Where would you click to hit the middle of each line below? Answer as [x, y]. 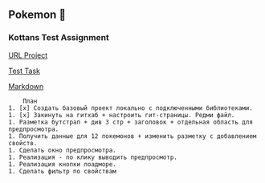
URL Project [28, 55]
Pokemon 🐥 [37, 15]
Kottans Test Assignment [59, 38]
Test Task [24, 71]
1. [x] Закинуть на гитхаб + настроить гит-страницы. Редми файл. [122, 115]
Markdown [26, 86]
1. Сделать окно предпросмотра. [62, 150]
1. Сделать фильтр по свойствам [62, 171]
